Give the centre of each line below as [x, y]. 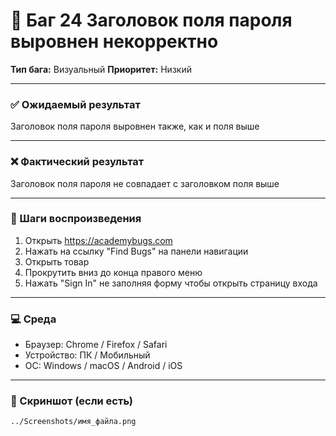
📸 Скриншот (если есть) [71, 401]
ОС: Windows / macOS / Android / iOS [103, 366]
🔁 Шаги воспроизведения [76, 219]
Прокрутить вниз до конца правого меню [113, 272]
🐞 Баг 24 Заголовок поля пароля [151, 20]
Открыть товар [57, 261]
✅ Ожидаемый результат [75, 104]
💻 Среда [33, 319]
